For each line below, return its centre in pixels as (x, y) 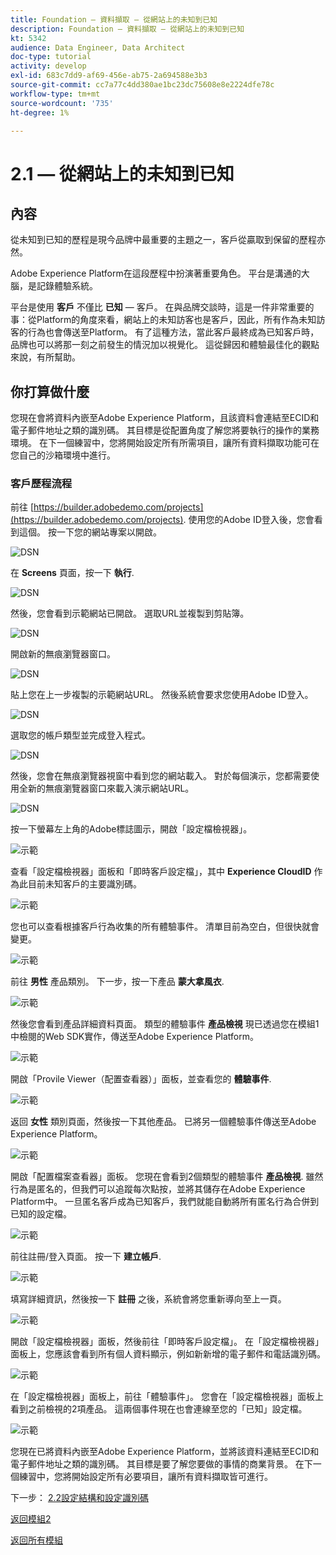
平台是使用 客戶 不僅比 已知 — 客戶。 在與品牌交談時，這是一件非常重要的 (162, 307)
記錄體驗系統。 (67, 286)
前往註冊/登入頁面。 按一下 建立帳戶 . (86, 1257)
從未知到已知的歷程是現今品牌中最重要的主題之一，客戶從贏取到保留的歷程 (163, 240)
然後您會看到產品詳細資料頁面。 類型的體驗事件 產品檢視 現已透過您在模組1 (165, 1024)
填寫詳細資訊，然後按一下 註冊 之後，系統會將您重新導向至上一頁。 (148, 1299)
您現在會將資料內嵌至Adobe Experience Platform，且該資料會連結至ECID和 (165, 418)
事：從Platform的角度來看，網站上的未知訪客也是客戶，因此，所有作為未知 (163, 320)
